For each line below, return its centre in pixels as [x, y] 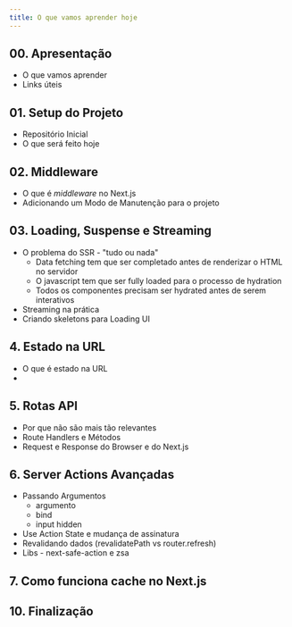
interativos [55, 299]
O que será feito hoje [61, 144]
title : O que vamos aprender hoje [74, 17]
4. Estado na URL [57, 347]
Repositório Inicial [55, 134]
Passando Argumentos [64, 496]
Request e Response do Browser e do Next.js [105, 447]
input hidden [58, 524]
